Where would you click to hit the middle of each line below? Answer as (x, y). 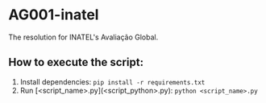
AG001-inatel (54, 15)
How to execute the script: (76, 62)
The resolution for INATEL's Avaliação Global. (83, 37)
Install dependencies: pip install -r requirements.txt (112, 81)
